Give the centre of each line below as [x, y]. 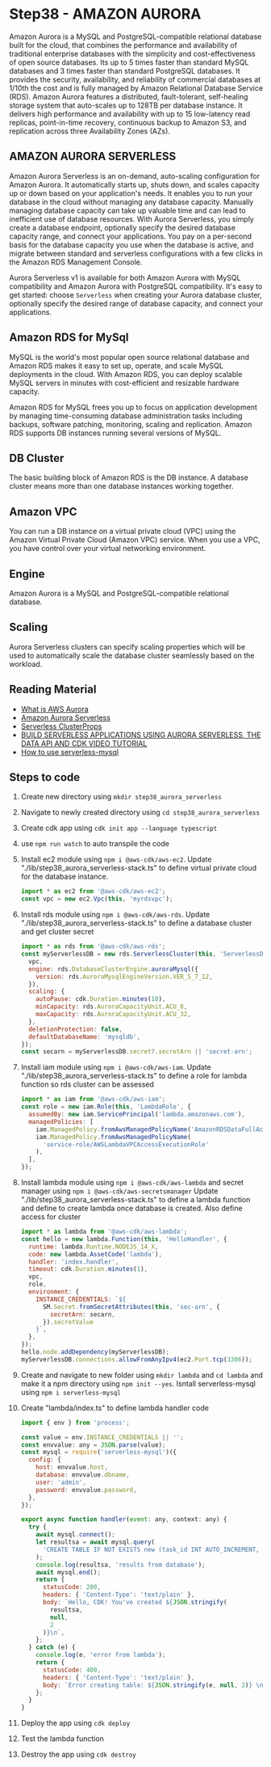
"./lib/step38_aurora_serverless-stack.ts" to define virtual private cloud [139, 868]
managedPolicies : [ [61, 1121]
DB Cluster [37, 458]
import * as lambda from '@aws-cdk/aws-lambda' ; [104, 1232]
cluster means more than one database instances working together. [121, 486]
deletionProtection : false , [76, 1029]
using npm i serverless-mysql [71, 1392]
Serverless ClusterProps [61, 726]
